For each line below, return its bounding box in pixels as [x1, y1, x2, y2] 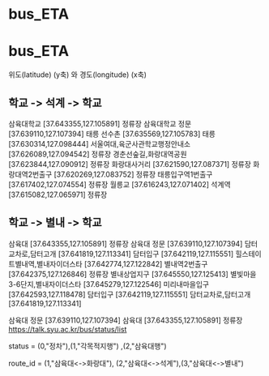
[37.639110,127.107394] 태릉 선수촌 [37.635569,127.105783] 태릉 [8, 129, 216, 139]
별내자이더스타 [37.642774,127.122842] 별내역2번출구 [36, 258, 208, 268]
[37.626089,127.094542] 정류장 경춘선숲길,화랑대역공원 [8, 149, 188, 159]
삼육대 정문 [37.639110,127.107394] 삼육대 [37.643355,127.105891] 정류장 [8, 315, 243, 325]
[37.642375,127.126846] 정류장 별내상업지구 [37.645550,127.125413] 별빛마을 [8, 269, 257, 279]
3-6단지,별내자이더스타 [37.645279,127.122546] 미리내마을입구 [8, 279, 210, 288]
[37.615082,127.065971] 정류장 [8, 190, 108, 199]
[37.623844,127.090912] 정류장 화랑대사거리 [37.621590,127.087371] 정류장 [8, 159, 251, 169]
